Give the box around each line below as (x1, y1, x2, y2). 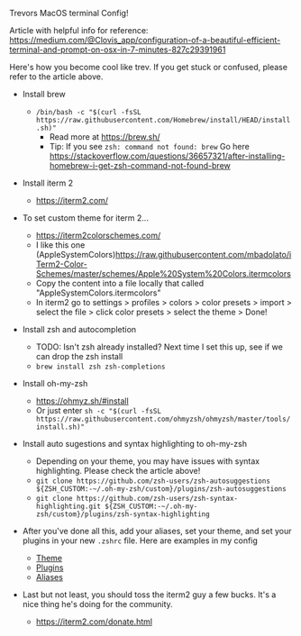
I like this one (35, 240, 86, 250)
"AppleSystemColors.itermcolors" (35, 287, 161, 298)
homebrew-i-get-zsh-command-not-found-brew (49, 160, 232, 170)
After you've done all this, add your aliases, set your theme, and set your (22, 526, 292, 536)
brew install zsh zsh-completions (35, 362, 166, 371)
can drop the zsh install (35, 351, 123, 361)
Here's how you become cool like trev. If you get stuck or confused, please (9, 62, 288, 72)
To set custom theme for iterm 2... (22, 213, 149, 223)
